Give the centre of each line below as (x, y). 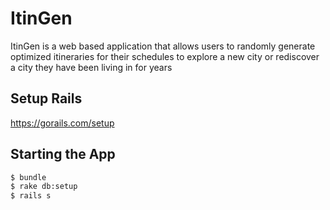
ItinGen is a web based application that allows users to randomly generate (163, 46)
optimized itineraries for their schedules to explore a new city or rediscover (165, 56)
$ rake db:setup (44, 187)
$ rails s (31, 196)
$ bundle (28, 177)
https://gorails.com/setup (62, 123)
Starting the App (63, 154)
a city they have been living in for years (91, 67)
